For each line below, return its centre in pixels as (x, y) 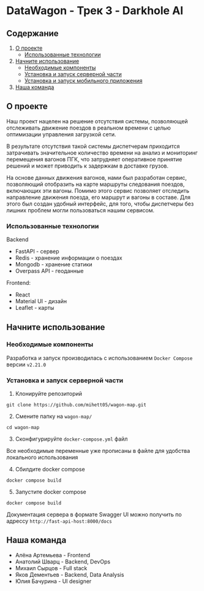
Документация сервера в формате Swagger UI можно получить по (94, 515)
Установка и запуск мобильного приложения (83, 81)
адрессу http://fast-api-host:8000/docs (59, 521)
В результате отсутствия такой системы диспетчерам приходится (93, 146)
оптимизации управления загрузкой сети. (61, 134)
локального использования (42, 457)
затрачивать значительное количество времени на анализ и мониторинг (102, 153)
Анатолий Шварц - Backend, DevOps (63, 562)
